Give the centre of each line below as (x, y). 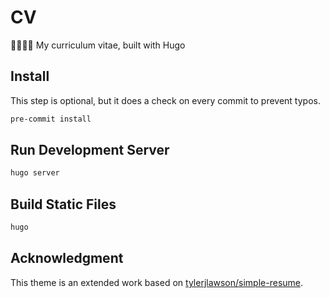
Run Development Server (90, 150)
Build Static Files (63, 204)
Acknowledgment (67, 258)
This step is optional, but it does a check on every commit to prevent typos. (165, 100)
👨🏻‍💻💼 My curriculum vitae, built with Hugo (98, 45)
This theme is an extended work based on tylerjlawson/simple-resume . (157, 282)
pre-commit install (51, 119)
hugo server (35, 173)
